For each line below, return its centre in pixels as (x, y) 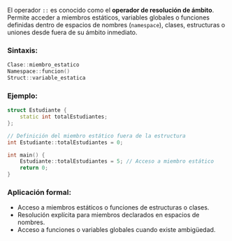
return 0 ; (34, 168)
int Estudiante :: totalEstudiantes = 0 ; (65, 143)
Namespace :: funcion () (39, 72)
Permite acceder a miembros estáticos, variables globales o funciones (108, 17)
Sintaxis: (23, 50)
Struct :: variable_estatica (46, 78)
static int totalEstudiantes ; (64, 117)
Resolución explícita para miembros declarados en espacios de (108, 215)
